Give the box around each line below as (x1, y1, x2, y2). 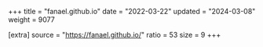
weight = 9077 (8, 15, 55, 24)
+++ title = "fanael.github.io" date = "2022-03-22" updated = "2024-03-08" (8, 7, 256, 16)
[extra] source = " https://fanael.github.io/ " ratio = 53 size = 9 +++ (8, 31, 221, 39)
